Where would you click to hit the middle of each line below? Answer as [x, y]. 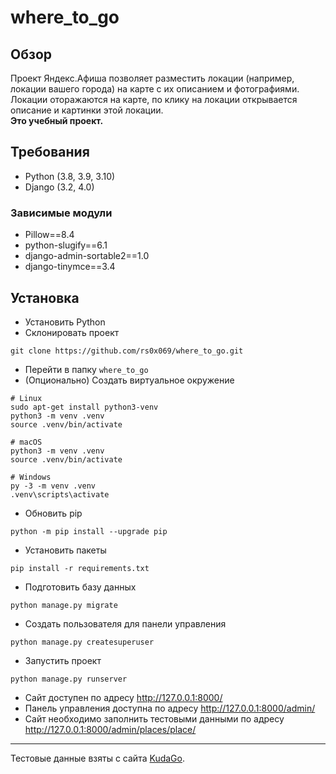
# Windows [31, 477]
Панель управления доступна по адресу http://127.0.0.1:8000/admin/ [170, 708]
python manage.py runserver [69, 679]
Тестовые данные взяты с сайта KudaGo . [98, 758]
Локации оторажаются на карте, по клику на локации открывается [154, 99]
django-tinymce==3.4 [70, 267]
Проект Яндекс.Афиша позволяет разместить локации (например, [152, 78]
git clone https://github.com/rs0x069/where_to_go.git [127, 351]
